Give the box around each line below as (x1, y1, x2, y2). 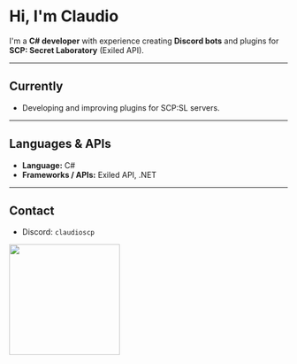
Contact (9, 203, 55, 218)
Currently (9, 79, 64, 94)
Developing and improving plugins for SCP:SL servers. (21, 102, 220, 112)
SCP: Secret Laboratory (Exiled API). (9, 44, 144, 55)
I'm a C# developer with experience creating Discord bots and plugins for (9, 35, 279, 46)
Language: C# (21, 159, 76, 170)
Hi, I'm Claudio (9, 6, 119, 27)
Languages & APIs (9, 136, 112, 151)
